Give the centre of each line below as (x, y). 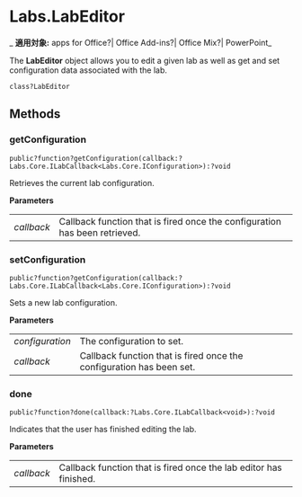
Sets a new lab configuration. (63, 302)
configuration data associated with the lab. (89, 70)
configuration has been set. (138, 367)
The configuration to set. (132, 341)
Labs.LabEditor (67, 17)
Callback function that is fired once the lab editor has (171, 467)
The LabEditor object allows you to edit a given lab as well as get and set (145, 60)
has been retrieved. (100, 233)
